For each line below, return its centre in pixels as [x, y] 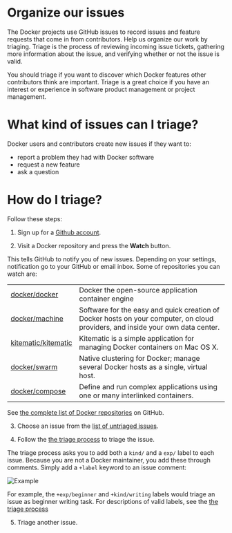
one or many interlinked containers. [136, 395]
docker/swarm [34, 366]
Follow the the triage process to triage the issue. [86, 439]
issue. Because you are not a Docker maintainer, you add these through [109, 460]
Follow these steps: [35, 218]
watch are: [22, 274]
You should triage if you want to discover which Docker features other [107, 75]
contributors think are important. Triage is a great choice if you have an [108, 82]
